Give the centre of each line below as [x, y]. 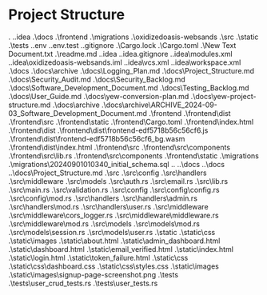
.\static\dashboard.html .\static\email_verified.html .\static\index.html [121, 249]
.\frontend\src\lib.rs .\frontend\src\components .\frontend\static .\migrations [134, 155]
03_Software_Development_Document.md [78, 113]
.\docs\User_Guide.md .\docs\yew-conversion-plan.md [99, 96]
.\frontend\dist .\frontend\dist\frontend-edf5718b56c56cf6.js [108, 130]
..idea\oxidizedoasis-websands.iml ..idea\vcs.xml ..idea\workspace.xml [125, 62]
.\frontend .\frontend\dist [190, 113]
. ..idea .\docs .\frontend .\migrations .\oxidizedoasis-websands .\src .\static [133, 37]
